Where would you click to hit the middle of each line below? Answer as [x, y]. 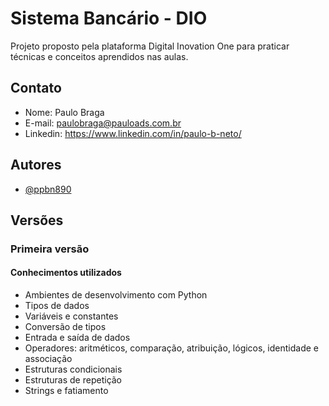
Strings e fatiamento [66, 391]
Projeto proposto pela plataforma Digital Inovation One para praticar [150, 46]
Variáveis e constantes [71, 316]
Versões [37, 220]
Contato [36, 88]
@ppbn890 [48, 189]
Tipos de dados [57, 306]
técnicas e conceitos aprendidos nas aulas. [99, 56]
